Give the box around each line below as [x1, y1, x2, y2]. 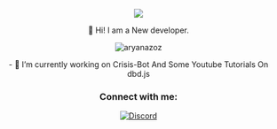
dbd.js [126, 69, 151, 79]
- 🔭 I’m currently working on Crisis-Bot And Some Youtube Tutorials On [8, 59, 269, 70]
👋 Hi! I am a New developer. [88, 25, 189, 35]
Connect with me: [99, 90, 178, 102]
